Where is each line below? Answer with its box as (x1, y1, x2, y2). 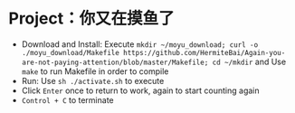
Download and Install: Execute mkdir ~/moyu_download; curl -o (21, 38, 259, 50)
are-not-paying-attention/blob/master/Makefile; (21, 58, 209, 67)
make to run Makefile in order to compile (21, 65, 169, 77)
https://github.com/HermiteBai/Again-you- (122, 48, 286, 57)
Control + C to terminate (21, 94, 114, 105)
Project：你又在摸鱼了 (8, 8, 176, 29)
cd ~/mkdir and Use (212, 56, 287, 67)
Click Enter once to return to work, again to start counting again (21, 85, 260, 96)
